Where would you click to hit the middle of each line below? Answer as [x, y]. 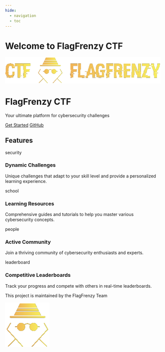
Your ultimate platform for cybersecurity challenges [57, 115]
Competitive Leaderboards [38, 275]
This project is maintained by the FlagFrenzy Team [56, 295]
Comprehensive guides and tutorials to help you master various [69, 215]
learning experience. [26, 181]
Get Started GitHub [24, 125]
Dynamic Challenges [31, 165]
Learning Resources [30, 204]
